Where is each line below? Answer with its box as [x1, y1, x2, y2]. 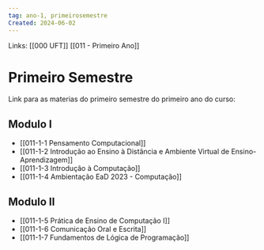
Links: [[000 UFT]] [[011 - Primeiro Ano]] [8, 40, 140, 50]
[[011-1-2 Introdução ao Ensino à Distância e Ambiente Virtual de [19, 147, 230, 157]
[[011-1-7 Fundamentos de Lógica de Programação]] [19, 233, 190, 242]
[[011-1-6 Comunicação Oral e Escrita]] [19, 225, 147, 234]
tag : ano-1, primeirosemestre [8, 11, 108, 20]
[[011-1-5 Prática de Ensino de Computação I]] [19, 216, 170, 225]
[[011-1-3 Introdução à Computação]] [19, 164, 141, 173]
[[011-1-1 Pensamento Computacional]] [19, 138, 146, 148]
